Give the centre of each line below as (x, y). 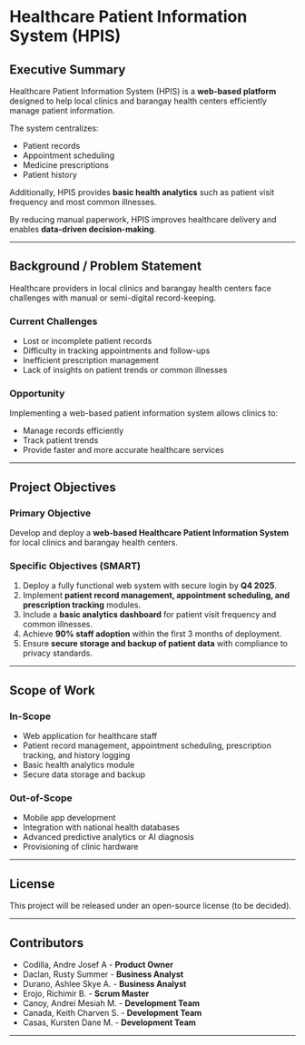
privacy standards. (57, 653)
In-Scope (30, 716)
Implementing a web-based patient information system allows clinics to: (144, 413)
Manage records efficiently (73, 431)
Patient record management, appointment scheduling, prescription (147, 745)
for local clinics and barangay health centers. (94, 543)
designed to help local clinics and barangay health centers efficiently (138, 101)
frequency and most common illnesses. (83, 202)
